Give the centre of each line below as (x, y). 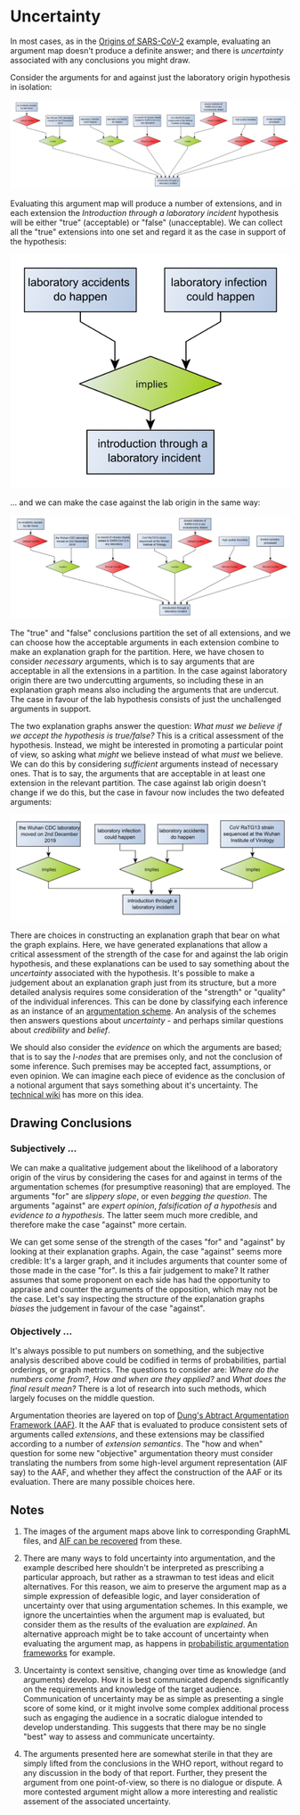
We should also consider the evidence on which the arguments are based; (146, 1048)
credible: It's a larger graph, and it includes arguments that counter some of (149, 1261)
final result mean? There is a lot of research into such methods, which (138, 1388)
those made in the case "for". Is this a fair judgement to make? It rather (140, 1271)
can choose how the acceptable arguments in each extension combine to (145, 642)
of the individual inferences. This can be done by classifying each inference (149, 1002)
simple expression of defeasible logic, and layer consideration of (142, 1596)
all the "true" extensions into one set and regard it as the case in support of (148, 232)
